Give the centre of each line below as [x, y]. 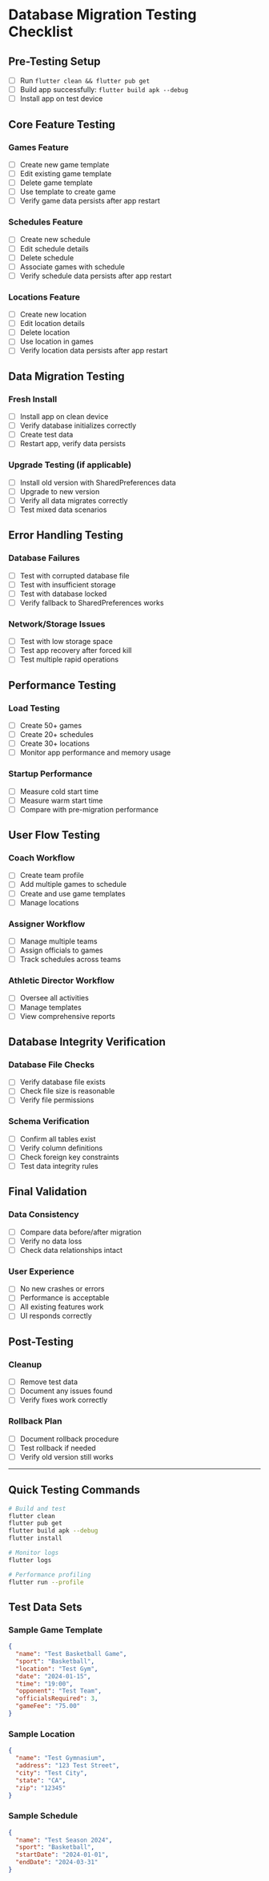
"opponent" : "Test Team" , [59, 1691]
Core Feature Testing [62, 125]
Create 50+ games [51, 725]
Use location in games [56, 341]
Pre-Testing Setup [54, 61]
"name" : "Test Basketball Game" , [71, 1654]
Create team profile [52, 876]
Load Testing [34, 708]
